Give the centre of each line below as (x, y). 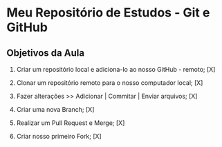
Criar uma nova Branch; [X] (55, 109)
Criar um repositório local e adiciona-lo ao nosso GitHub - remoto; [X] (116, 69)
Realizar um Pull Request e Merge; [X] (71, 123)
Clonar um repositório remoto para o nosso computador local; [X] (110, 83)
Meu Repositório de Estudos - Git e (108, 13)
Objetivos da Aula (45, 53)
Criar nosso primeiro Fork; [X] (59, 136)
